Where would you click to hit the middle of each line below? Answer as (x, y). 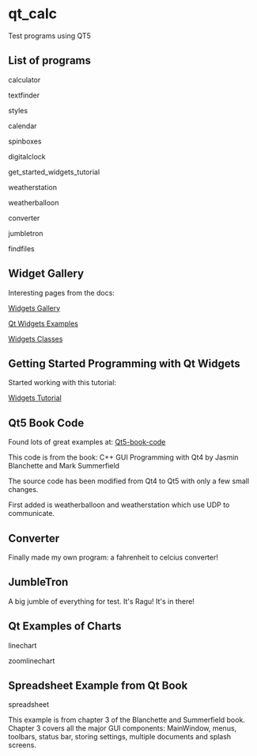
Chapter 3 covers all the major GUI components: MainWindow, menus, (123, 728)
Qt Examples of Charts (65, 626)
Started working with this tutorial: (62, 383)
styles (18, 110)
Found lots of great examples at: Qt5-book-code (87, 442)
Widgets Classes (36, 338)
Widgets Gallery (34, 308)
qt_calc (33, 14)
